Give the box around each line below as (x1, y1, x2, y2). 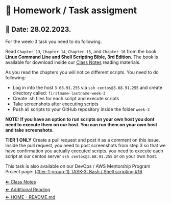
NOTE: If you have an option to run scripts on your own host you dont (5, 116, 155, 122)
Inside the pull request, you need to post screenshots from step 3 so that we (5, 143, 166, 148)
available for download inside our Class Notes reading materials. (5, 59, 141, 65)
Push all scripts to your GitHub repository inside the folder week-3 (12, 106, 150, 112)
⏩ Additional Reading (5, 187, 51, 192)
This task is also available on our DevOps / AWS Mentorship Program (5, 163, 151, 169)
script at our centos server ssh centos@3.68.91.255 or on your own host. (5, 153, 157, 159)
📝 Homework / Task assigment (5, 5, 137, 16)
